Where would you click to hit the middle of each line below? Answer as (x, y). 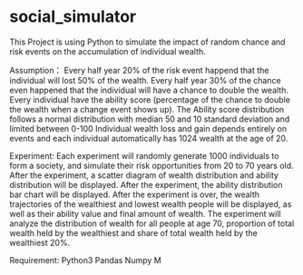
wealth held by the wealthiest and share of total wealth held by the (134, 232)
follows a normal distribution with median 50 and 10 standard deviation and (150, 119)
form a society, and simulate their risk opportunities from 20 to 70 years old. (151, 165)
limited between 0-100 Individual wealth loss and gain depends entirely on (148, 128)
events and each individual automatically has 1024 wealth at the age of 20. (149, 138)
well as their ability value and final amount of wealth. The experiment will (145, 213)
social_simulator (73, 17)
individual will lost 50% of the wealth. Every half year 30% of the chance (145, 80)
